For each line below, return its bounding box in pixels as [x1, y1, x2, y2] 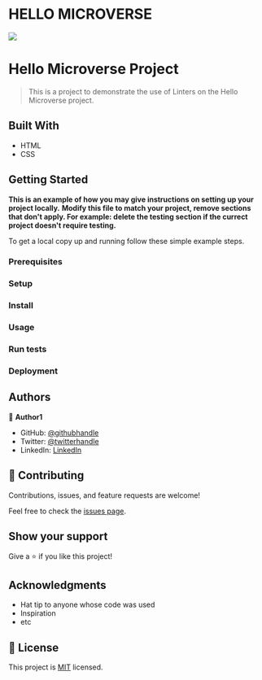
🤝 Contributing [8, 469, 85, 482]
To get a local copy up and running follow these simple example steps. [8, 236, 245, 246]
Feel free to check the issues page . [8, 506, 126, 516]
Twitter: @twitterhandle [20, 436, 99, 446]
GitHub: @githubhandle [20, 428, 99, 438]
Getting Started [8, 172, 89, 187]
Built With [8, 119, 59, 133]
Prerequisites [8, 256, 63, 268]
